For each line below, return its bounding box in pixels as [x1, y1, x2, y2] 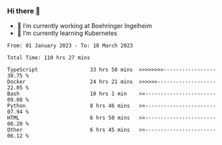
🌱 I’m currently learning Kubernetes [16, 29, 118, 37]
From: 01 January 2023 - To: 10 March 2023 [7, 43, 134, 49]
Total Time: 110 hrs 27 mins [7, 54, 90, 61]
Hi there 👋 [7, 6, 41, 16]
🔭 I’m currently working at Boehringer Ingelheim [16, 22, 152, 30]
